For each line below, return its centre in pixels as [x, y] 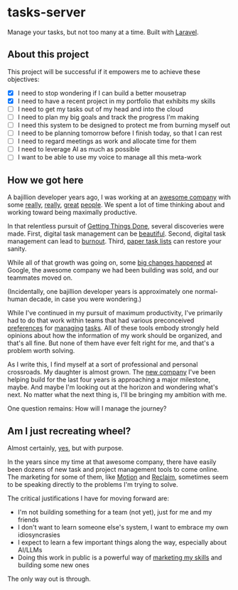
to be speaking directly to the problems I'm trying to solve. [93, 484]
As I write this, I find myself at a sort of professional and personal [103, 364]
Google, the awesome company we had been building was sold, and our [113, 270]
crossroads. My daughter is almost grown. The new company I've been [112, 372]
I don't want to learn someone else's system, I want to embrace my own [123, 527]
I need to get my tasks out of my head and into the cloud [100, 109]
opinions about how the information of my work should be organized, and [115, 336]
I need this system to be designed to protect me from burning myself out [124, 125]
